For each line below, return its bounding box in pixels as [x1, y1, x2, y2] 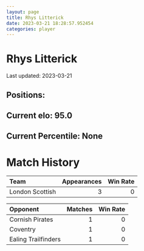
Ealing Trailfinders [9, 235, 61, 244]
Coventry [9, 225, 36, 234]
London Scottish [9, 188, 57, 196]
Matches [66, 205, 93, 213]
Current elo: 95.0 [6, 110, 73, 120]
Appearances [61, 177, 102, 186]
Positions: [6, 89, 46, 100]
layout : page [6, 9, 39, 15]
